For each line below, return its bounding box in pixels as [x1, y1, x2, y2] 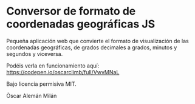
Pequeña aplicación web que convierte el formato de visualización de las [6, 37, 190, 44]
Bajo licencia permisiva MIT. [6, 80, 77, 88]
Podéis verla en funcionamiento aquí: [6, 62, 100, 69]
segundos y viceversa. [6, 50, 63, 57]
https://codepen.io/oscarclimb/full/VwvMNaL [6, 68, 120, 75]
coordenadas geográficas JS [6, 17, 156, 31]
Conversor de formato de [6, 4, 136, 18]
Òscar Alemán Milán [6, 92, 57, 99]
